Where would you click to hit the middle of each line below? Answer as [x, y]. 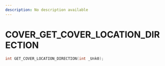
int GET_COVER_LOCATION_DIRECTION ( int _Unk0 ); [54, 58]
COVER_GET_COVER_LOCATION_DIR [82, 34]
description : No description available [47, 10]
